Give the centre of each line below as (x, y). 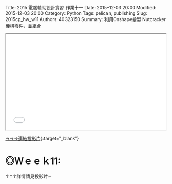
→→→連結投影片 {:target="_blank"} (42, 138)
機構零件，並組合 (23, 26)
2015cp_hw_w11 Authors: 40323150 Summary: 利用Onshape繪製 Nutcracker (86, 19)
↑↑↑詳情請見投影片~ (28, 176)
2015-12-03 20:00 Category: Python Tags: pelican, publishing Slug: (76, 13)
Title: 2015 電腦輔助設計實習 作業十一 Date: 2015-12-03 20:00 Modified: (81, 7)
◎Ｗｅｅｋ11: (33, 161)
